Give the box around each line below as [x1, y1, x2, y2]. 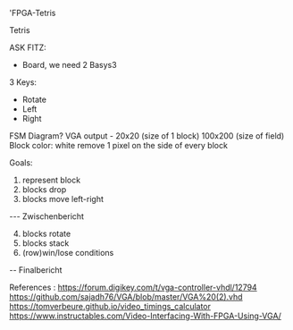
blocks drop [21, 184, 67, 195]
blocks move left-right [21, 194, 105, 204]
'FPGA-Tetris [9, 8, 56, 18]
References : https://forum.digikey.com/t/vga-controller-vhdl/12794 [9, 282, 257, 292]
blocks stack [21, 238, 70, 249]
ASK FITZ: [9, 42, 46, 53]
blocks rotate [21, 228, 71, 239]
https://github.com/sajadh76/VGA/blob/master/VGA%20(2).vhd [9, 292, 243, 302]
